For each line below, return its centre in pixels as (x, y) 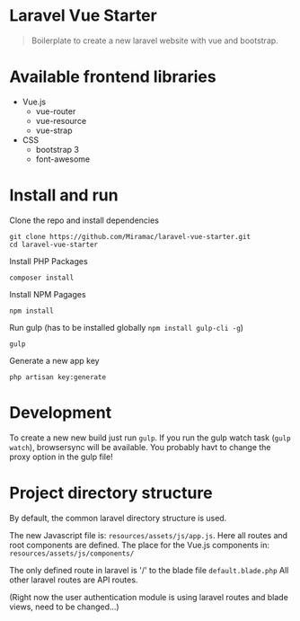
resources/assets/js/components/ (72, 554)
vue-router (56, 111)
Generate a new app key (55, 360)
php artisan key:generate (57, 377)
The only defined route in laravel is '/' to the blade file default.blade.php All (149, 570)
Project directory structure (111, 493)
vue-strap (54, 130)
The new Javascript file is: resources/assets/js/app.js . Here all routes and (149, 535)
